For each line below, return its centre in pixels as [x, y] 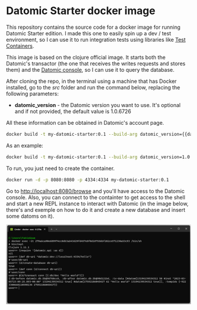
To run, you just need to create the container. [60, 168]
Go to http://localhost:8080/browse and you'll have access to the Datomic [95, 191]
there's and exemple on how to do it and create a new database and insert [96, 209]
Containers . [20, 46]
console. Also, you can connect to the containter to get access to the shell [96, 197]
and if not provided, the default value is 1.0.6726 [73, 111]
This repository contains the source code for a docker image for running [93, 27]
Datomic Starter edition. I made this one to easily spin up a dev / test [89, 33]
